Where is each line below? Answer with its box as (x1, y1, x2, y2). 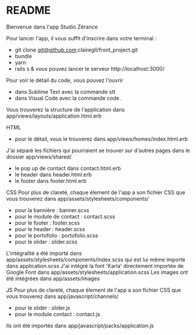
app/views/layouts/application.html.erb (6, 112, 102, 119)
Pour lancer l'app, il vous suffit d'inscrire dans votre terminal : (6, 34, 157, 42)
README (6, 4, 51, 17)
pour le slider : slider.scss (14, 238, 78, 245)
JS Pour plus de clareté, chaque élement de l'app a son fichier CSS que (6, 286, 181, 293)
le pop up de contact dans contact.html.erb (14, 165, 121, 172)
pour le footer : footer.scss (14, 219, 80, 226)
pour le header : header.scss (14, 225, 85, 232)
